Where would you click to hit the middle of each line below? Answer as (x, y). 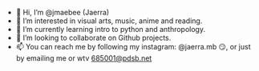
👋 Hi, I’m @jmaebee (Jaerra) (63, 12)
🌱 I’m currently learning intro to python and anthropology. (111, 29)
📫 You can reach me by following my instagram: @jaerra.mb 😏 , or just (133, 47)
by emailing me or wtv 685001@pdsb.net (84, 58)
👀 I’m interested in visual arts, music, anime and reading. (109, 21)
